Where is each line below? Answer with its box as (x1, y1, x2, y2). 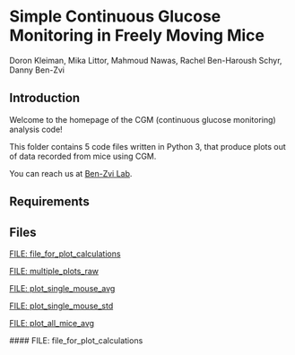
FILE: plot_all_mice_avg (9, 317, 95, 328)
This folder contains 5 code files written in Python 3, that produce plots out (9, 141, 287, 152)
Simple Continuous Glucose (9, 6, 221, 27)
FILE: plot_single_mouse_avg (9, 282, 116, 293)
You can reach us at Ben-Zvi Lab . (9, 168, 133, 178)
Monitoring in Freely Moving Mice (9, 25, 265, 46)
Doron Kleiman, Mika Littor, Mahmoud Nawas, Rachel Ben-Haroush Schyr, (9, 55, 282, 65)
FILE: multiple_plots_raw (9, 265, 100, 276)
